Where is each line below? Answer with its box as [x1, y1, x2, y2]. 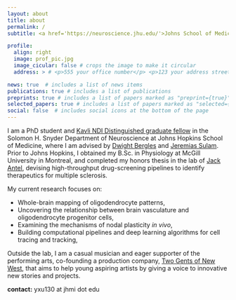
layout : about [7, 10, 49, 18]
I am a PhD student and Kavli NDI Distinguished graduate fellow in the [7, 127, 209, 135]
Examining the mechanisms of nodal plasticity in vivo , [17, 221, 173, 229]
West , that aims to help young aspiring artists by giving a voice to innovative [7, 264, 228, 272]
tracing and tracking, [17, 236, 79, 244]
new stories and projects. [7, 271, 81, 280]
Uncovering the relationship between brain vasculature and [17, 206, 190, 214]
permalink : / [7, 23, 46, 30]
